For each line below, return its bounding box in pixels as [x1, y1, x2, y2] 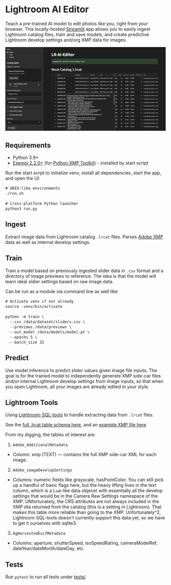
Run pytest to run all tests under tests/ [5, 574, 86, 580]
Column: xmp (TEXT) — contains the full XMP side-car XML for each [12, 452, 157, 458]
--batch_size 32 [10, 340, 44, 345]
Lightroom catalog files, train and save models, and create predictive [5, 31, 149, 37]
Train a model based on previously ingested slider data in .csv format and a [5, 267, 164, 274]
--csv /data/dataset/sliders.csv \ [10, 319, 85, 324]
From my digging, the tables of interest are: [5, 432, 96, 438]
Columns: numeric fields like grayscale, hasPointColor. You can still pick [12, 477, 164, 483]
